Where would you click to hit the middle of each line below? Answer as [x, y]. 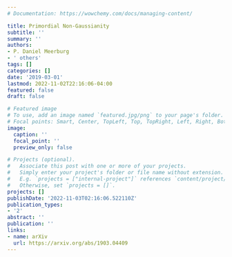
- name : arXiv [28, 236]
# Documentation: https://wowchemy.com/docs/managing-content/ [100, 13]
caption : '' [31, 134]
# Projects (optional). [41, 160]
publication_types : [35, 205]
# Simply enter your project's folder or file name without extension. [116, 173]
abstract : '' [26, 218]
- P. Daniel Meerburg [38, 52]
